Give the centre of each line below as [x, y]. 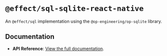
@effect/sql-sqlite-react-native [75, 9]
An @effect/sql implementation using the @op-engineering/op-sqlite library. [84, 21]
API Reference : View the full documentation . [58, 49]
